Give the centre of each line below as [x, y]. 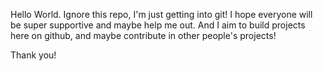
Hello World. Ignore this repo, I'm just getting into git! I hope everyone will [161, 14]
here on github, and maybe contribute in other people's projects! [143, 35]
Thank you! [33, 55]
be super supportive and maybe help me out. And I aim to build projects [158, 25]
